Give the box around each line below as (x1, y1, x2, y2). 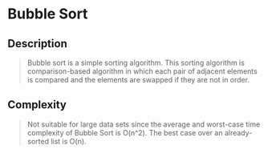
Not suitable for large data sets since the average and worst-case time (26, 119, 261, 129)
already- (224, 127, 253, 137)
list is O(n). (51, 136, 87, 146)
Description (7, 37, 67, 50)
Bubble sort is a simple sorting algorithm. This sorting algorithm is (26, 58, 246, 67)
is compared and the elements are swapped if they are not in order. (26, 75, 250, 84)
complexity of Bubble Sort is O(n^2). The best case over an (26, 127, 223, 137)
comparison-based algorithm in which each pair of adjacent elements (26, 66, 258, 76)
